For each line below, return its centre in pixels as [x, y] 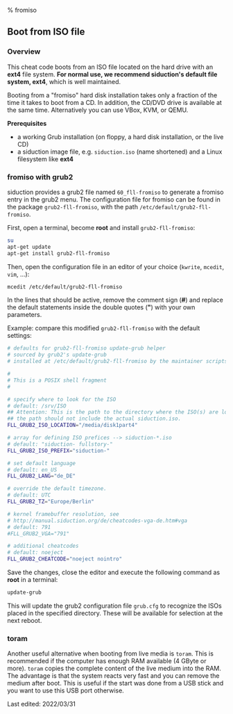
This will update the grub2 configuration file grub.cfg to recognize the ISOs [114, 606]
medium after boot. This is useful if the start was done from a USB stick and [115, 683]
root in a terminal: [33, 580]
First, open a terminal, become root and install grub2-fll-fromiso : [101, 227]
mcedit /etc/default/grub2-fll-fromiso [65, 287]
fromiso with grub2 [40, 177]
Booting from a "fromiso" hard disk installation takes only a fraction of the [112, 95]
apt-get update [29, 247]
